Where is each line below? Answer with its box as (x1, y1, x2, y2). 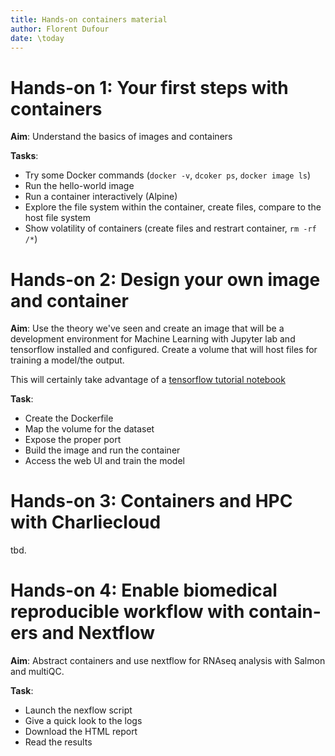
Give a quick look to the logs (24, 715, 143, 727)
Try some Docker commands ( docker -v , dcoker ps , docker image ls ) (24, 169, 312, 181)
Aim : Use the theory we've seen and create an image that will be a (10, 322, 285, 335)
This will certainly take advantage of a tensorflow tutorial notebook (10, 374, 286, 386)
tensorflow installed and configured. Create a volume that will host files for (10, 344, 318, 356)
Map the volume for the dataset (24, 423, 155, 435)
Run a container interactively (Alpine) (24, 191, 178, 203)
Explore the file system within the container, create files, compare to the (24, 201, 322, 213)
